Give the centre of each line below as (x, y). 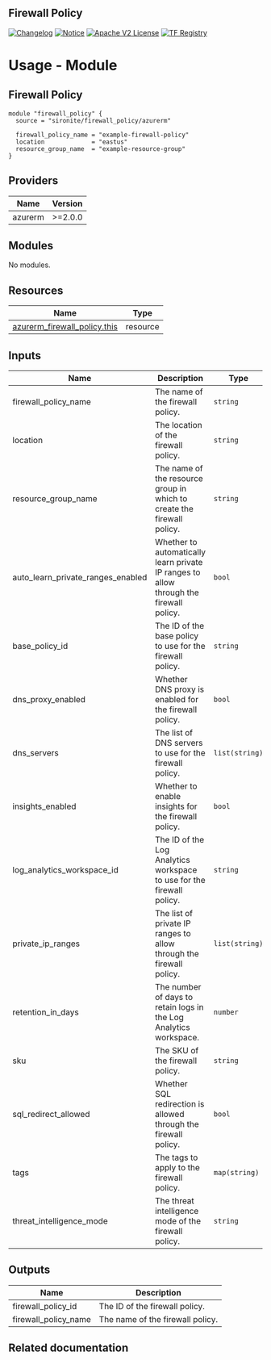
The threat (175, 1201)
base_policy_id (40, 647)
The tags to (176, 1157)
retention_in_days (46, 1012)
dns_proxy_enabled (49, 700)
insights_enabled (44, 806)
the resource (179, 479)
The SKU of (177, 1051)
